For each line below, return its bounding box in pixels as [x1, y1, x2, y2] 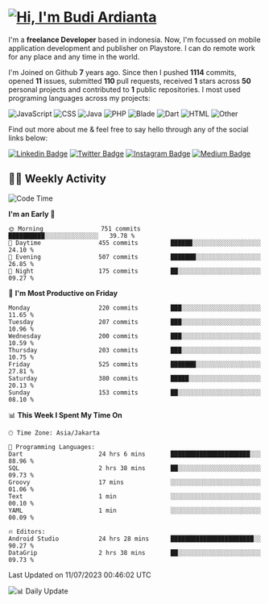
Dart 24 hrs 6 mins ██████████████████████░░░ [8, 450, 262, 458]
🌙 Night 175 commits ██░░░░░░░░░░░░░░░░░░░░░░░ [8, 267, 262, 275]
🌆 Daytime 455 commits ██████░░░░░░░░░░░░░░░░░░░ [8, 239, 262, 247]
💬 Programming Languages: [8, 443, 95, 451]
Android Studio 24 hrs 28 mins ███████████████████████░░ [8, 535, 262, 543]
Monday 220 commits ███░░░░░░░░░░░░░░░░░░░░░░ [8, 303, 262, 312]
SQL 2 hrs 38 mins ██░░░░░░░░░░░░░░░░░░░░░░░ [8, 464, 262, 472]
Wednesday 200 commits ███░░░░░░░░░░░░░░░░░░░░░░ [8, 331, 262, 340]
